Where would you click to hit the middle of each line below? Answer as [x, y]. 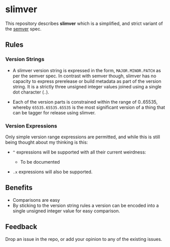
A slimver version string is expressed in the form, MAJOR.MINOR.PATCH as [87, 70]
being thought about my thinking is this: [47, 142]
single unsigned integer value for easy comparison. [66, 211]
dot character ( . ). [31, 92]
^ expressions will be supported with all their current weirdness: [79, 152]
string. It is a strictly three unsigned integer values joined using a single [87, 86]
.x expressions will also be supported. [53, 172]
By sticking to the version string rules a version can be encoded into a [86, 205]
